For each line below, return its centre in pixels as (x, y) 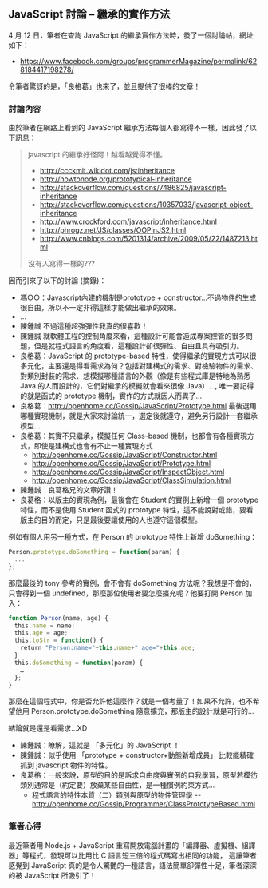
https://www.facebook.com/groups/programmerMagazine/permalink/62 (138, 61)
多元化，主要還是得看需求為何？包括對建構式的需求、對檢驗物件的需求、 (138, 366)
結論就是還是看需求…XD (48, 728)
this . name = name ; (45, 626)
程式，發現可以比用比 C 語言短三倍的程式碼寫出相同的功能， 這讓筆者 (143, 855)
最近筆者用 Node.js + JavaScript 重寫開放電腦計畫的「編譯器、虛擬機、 (125, 845)
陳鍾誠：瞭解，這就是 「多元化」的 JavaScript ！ (100, 745)
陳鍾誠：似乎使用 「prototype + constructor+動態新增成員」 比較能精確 (137, 755)
